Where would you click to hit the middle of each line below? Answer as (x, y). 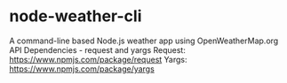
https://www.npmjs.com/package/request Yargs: (98, 59)
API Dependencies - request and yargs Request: (98, 49)
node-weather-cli (76, 16)
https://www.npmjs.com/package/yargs (82, 69)
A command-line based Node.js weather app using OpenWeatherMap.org (144, 41)
